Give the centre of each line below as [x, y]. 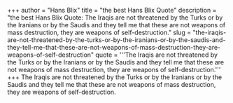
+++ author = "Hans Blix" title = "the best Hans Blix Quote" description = [112, 10]
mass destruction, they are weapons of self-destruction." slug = [99, 32]
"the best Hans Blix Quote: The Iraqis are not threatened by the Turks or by [115, 18]
